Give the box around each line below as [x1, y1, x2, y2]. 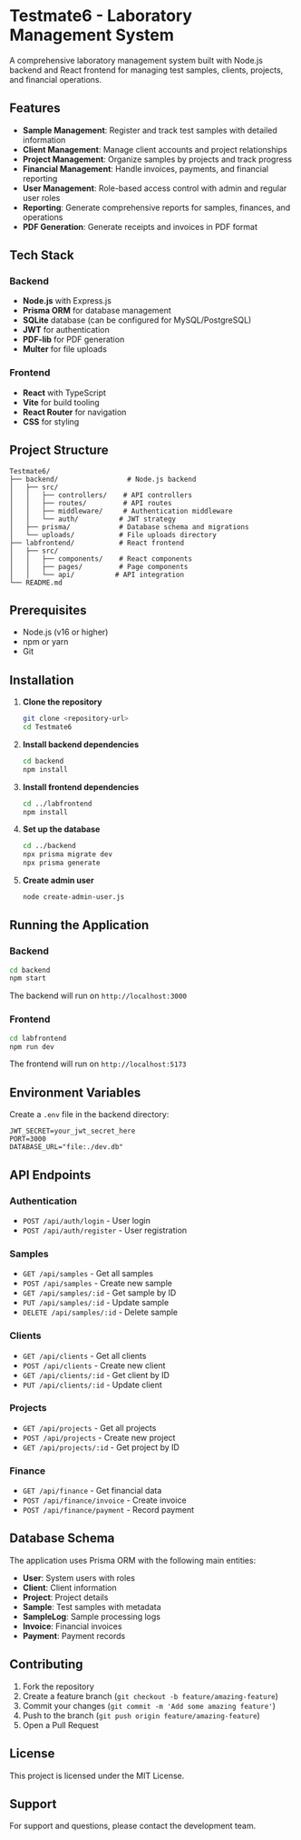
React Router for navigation [22, 406, 127, 417]
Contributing [9, 1656, 83, 1673]
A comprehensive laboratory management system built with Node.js [9, 55, 263, 65]
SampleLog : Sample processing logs [22, 1611, 161, 1622]
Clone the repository [22, 696, 102, 707]
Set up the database [22, 824, 101, 835]
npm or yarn [22, 636, 69, 647]
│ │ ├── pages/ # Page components [9, 562, 189, 571]
